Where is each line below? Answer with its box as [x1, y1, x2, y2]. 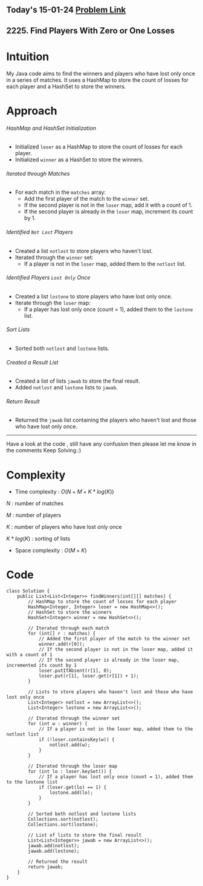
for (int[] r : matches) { [28, 631, 96, 637]
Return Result [6, 397, 40, 405]
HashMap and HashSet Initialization [6, 124, 97, 132]
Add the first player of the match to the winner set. [24, 195, 149, 203]
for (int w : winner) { [28, 721, 88, 727]
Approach [6, 104, 57, 118]
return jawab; [28, 864, 63, 870]
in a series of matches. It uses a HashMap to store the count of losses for [6, 76, 189, 84]
